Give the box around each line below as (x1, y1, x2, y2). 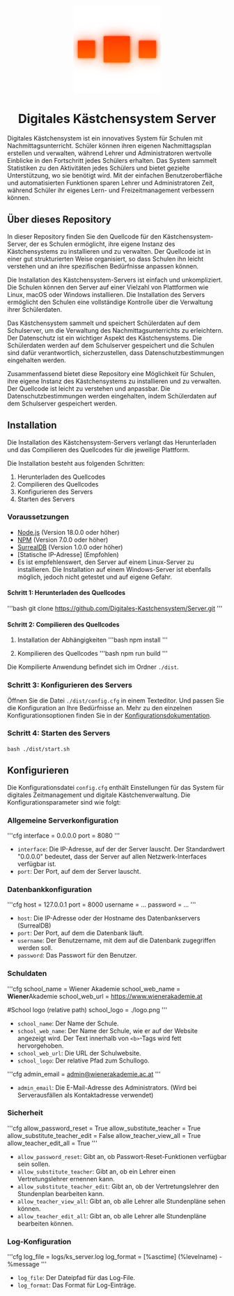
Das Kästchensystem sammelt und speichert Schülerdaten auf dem (7, 319, 201, 327)
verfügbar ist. (17, 859, 57, 868)
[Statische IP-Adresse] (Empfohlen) (17, 550, 120, 559)
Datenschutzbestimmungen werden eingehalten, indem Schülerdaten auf (7, 391, 217, 400)
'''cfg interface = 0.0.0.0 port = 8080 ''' (7, 831, 120, 840)
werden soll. (17, 944, 53, 952)
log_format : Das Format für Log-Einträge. (17, 1281, 136, 1290)
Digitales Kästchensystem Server (17, 111, 217, 127)
